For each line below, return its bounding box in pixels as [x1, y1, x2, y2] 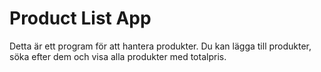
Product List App [9, 7, 152, 30]
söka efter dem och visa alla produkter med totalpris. [9, 50, 227, 62]
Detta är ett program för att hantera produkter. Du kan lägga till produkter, [9, 40, 312, 52]
